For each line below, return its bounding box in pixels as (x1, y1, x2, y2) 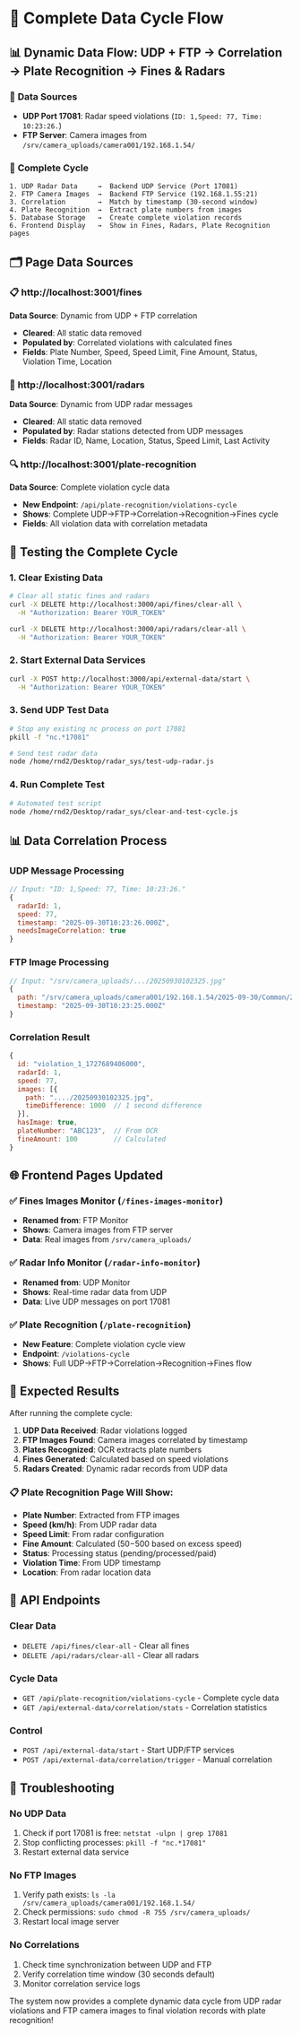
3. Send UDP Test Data (9, 704, 109, 717)
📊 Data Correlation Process (9, 833, 168, 848)
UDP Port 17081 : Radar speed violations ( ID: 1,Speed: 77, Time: (21, 110, 262, 121)
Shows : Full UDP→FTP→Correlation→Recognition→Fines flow (21, 1358, 253, 1369)
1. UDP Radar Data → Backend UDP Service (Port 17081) (9, 182, 239, 191)
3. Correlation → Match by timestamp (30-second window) (9, 197, 258, 207)
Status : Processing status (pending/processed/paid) (21, 1548, 217, 1559)
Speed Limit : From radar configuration (21, 1529, 165, 1540)
